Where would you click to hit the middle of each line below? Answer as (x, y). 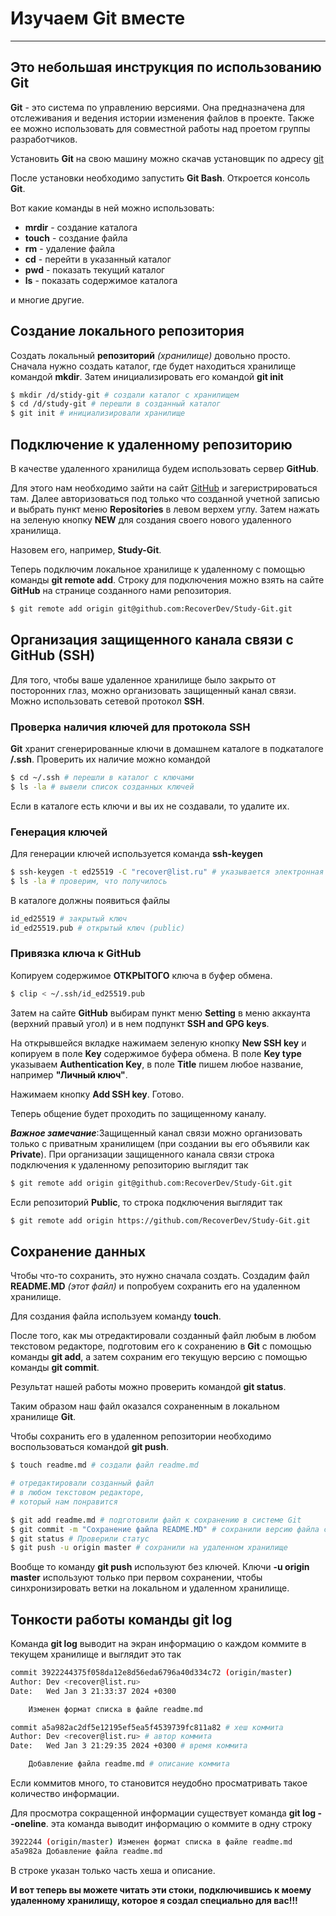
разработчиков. (44, 139)
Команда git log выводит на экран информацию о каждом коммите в (158, 1644)
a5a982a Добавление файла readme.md (86, 1851)
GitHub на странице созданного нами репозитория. (121, 590)
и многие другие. (47, 299)
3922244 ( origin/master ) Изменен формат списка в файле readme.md (151, 1842)
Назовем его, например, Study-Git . (86, 550)
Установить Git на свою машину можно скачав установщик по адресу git (167, 158)
